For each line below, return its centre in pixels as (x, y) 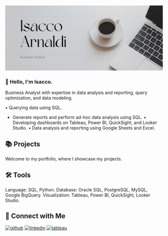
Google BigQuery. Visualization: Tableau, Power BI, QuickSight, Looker (78, 195)
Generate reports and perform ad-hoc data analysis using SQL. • (79, 117)
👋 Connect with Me (35, 216)
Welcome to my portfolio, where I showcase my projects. (64, 158)
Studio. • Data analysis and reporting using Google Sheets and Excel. (84, 128)
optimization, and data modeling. (39, 98)
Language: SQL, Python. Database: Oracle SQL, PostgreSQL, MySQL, (76, 189)
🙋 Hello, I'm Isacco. (29, 81)
